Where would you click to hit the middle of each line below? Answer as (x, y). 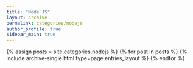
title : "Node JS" (28, 12)
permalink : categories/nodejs (45, 23)
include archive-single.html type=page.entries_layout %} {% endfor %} (96, 58)
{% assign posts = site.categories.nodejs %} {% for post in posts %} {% (97, 52)
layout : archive (27, 18)
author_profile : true (34, 29)
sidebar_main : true (31, 35)
